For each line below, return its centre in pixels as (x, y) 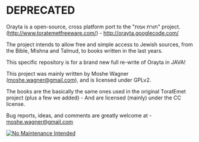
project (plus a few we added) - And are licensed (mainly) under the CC (94, 98)
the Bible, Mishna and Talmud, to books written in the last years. (85, 50)
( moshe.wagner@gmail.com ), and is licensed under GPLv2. (79, 80)
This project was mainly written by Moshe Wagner (67, 73)
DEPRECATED (41, 10)
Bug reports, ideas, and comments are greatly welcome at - (79, 115)
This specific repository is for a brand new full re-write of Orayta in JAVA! (96, 62)
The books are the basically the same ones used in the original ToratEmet (96, 91)
